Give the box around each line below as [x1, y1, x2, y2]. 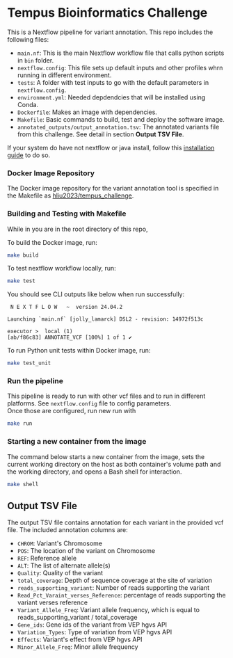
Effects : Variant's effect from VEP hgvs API [17, 635, 143, 644]
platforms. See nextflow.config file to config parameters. [7, 399, 172, 408]
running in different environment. [17, 71, 112, 79]
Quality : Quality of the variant [17, 569, 103, 577]
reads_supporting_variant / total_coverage [17, 613, 138, 622]
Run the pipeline [7, 376, 64, 386]
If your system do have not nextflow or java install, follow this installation [7, 143, 215, 152]
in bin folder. [17, 56, 54, 64]
